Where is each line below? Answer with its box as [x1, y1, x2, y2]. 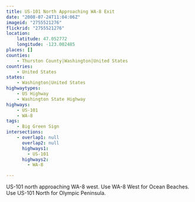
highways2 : [21, 157, 49, 163]
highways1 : [21, 145, 49, 151]
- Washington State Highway [17, 96, 86, 102]
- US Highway [17, 91, 49, 97]
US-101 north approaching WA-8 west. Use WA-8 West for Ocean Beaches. [6, 183, 190, 190]
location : [6, 31, 31, 37]
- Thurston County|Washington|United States [17, 58, 128, 64]
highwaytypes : [6, 85, 41, 91]
